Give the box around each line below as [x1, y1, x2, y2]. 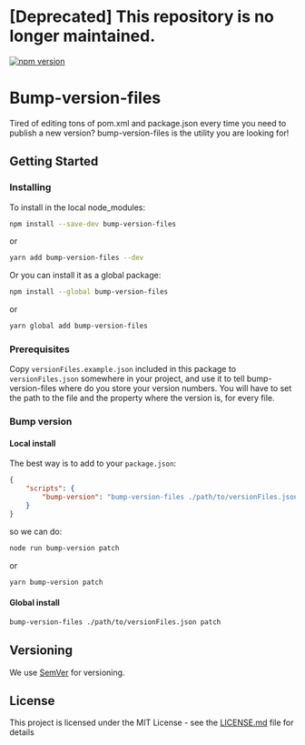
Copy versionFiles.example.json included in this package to [9, 364, 237, 375]
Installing [9, 181, 52, 194]
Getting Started [9, 154, 99, 169]
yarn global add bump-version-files [9, 321, 148, 331]
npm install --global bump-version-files [9, 287, 169, 297]
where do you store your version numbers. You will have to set [58, 383, 292, 394]
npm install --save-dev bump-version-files [9, 219, 177, 228]
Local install [9, 438, 56, 448]
